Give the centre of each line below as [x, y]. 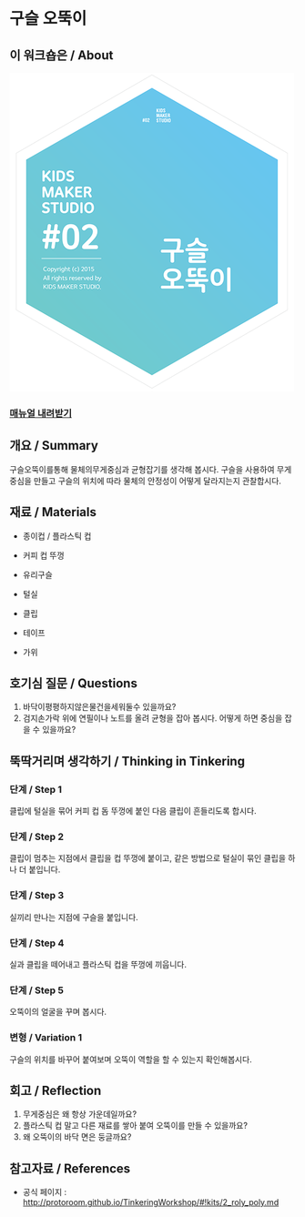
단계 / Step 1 [36, 789]
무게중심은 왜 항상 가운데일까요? [80, 1114]
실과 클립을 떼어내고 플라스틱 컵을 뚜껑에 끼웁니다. [98, 964]
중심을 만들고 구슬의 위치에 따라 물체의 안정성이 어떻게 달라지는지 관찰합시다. [146, 481]
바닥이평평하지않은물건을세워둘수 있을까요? [99, 707]
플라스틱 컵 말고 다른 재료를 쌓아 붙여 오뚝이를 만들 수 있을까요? [135, 1126]
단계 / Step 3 [37, 896]
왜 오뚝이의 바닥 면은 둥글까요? [77, 1137]
